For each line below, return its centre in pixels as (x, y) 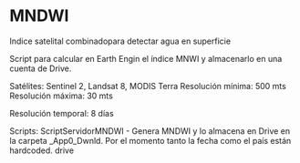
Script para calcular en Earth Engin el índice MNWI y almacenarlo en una (146, 58)
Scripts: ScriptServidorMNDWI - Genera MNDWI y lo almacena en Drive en (150, 131)
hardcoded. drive (42, 150)
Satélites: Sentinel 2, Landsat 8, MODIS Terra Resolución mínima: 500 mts (148, 86)
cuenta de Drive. (41, 68)
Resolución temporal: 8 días (62, 113)
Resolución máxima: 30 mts (62, 96)
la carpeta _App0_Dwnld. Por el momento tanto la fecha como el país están (150, 140)
